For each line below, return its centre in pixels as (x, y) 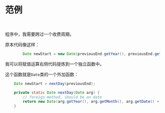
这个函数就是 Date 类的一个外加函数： (42, 74)
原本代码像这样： (22, 44)
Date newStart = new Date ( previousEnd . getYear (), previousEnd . (89, 54)
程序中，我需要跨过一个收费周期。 (40, 34)
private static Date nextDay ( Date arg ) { (57, 92)
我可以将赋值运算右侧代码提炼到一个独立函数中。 (55, 64)
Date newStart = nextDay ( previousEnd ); (55, 84)
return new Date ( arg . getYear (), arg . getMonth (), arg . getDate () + (91, 102)
